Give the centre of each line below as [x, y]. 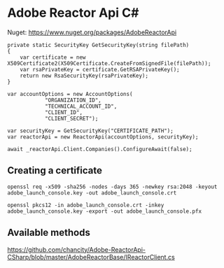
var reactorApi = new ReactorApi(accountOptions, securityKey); [103, 137]
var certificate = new [53, 57]
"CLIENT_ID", [63, 112]
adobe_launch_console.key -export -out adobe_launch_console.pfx [104, 211]
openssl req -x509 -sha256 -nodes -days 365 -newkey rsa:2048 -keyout [112, 187]
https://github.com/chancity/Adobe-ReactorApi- [76, 249]
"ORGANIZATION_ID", [73, 100]
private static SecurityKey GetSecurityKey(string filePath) [98, 45]
